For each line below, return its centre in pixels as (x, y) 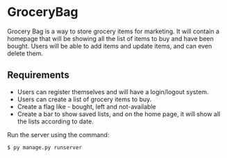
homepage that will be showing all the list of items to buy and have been (110, 38)
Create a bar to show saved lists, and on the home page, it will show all (119, 114)
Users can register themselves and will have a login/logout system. (113, 91)
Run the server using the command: (58, 134)
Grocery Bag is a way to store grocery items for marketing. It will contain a (113, 31)
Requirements (38, 75)
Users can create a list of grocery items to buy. (84, 99)
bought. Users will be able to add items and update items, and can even (110, 46)
